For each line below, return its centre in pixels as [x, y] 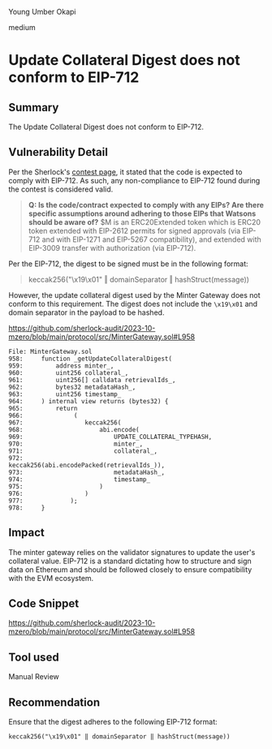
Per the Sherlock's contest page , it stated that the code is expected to [125, 172]
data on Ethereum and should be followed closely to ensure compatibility [130, 569]
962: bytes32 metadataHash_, [72, 387]
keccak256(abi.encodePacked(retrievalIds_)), [86, 465]
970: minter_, [76, 444]
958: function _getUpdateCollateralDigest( [91, 359]
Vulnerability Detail [58, 152]
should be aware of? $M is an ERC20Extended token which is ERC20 [145, 222]
